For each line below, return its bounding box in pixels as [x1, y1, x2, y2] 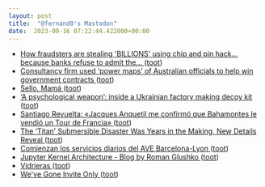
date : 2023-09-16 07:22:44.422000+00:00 [8, 27, 150, 35]
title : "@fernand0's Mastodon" [8, 19, 117, 28]
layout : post [8, 11, 53, 20]
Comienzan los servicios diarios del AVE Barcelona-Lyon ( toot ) [19, 143, 229, 154]
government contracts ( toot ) [19, 74, 115, 85]
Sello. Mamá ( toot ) [19, 83, 82, 93]
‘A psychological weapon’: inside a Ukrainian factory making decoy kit [19, 92, 253, 102]
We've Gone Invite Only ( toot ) [19, 169, 119, 179]
